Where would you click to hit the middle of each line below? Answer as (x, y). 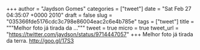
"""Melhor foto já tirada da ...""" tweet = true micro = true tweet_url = (93, 28)
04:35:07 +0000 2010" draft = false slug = (59, 15)
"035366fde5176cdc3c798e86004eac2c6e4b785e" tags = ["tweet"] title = (100, 21)
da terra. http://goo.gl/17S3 (40, 41)
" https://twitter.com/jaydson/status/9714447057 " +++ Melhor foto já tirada (100, 34)
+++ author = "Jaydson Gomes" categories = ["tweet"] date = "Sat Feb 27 (99, 9)
